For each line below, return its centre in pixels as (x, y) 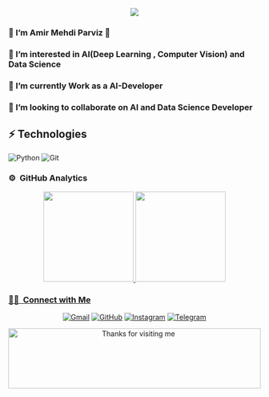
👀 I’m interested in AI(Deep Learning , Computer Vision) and (127, 54)
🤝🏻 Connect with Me (50, 299)
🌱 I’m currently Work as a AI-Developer (86, 86)
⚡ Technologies (48, 134)
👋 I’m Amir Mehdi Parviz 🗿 (59, 32)
